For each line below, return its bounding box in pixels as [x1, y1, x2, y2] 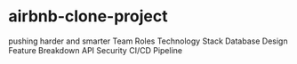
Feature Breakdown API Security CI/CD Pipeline [8, 44, 183, 55]
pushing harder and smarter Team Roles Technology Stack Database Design [8, 36, 288, 46]
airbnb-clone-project [8, 6, 168, 27]
